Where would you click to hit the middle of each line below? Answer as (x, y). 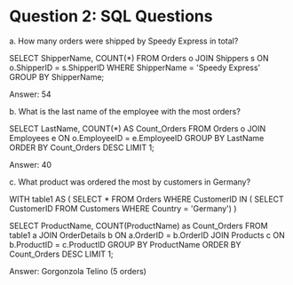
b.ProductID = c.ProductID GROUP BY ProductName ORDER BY (125, 244)
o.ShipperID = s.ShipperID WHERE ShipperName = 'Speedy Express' (135, 67)
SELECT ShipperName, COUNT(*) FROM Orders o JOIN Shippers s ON (139, 58)
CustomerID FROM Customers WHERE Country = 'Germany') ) (123, 208)
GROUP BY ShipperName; (57, 76)
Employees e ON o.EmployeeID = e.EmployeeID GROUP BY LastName (137, 138)
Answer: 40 (30, 164)
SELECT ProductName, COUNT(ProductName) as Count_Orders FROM (139, 226)
